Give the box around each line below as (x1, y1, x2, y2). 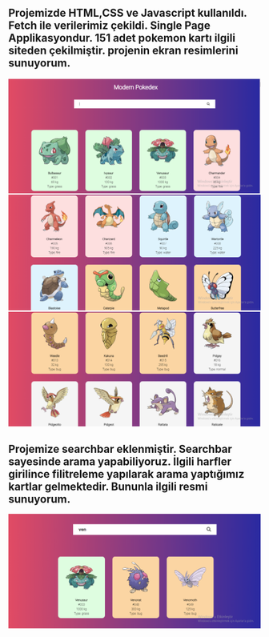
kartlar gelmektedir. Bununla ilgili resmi (8, 479, 208, 493)
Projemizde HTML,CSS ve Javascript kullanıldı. (8, 6, 247, 20)
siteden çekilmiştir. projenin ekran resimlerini (8, 44, 239, 58)
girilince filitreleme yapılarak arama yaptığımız (8, 467, 245, 481)
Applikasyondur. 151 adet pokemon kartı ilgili (8, 31, 236, 45)
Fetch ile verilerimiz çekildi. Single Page (8, 19, 211, 33)
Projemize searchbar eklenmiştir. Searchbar (8, 442, 232, 455)
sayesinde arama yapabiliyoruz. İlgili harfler (8, 455, 232, 468)
